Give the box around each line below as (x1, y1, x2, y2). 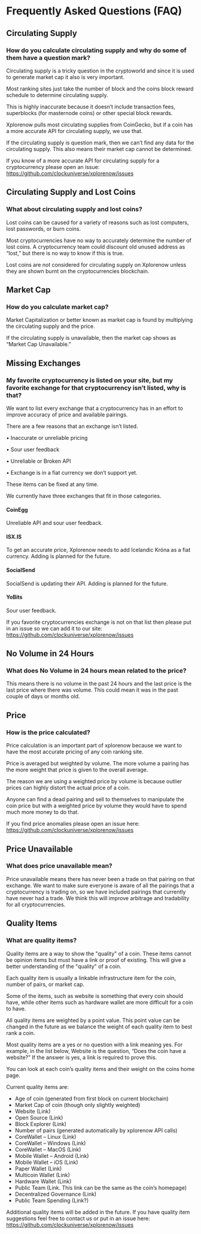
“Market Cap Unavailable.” (6, 340, 71, 348)
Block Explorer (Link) (14, 1120, 67, 1127)
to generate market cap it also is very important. (6, 73, 124, 80)
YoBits (6, 593, 23, 601)
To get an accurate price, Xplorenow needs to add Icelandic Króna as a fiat (6, 547, 191, 554)
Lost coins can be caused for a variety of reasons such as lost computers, (6, 219, 189, 226)
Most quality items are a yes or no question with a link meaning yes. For (6, 1041, 183, 1048)
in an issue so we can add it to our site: (6, 624, 103, 632)
